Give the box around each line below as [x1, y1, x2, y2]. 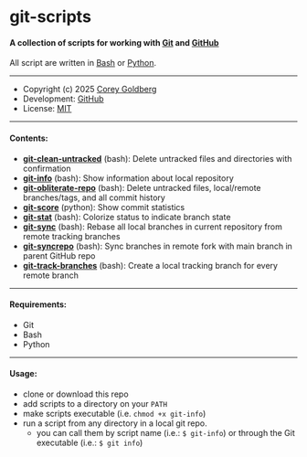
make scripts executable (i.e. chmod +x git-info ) [22, 409, 206, 419]
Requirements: [9, 299, 67, 310]
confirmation [22, 163, 71, 174]
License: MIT [22, 103, 72, 114]
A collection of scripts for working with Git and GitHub [9, 37, 219, 48]
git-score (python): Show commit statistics [22, 201, 185, 212]
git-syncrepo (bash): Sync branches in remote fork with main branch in [22, 240, 292, 251]
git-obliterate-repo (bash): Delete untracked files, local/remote [22, 182, 262, 193]
